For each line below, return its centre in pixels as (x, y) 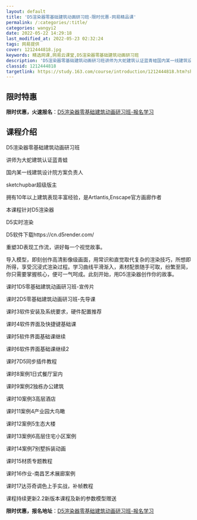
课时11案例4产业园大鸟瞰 (36, 411)
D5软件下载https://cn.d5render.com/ (50, 234)
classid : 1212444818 (31, 66)
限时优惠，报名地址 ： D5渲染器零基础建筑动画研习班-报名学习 (80, 511)
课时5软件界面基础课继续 (36, 336)
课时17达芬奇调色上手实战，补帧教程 (50, 486)
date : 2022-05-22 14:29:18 (39, 33)
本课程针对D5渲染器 (30, 209)
